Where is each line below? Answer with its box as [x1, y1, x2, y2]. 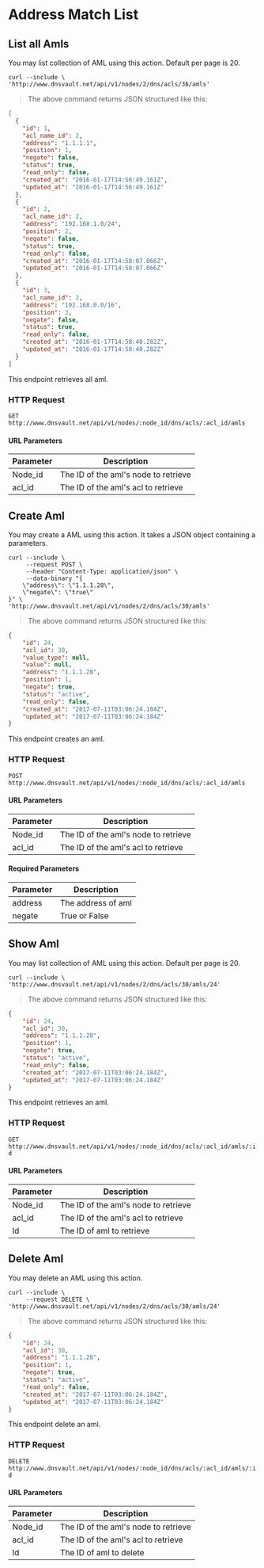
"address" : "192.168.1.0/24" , [22, 220, 123, 228]
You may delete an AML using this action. [8, 1273, 143, 1283]
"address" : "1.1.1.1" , [22, 139, 97, 147]
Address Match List [8, 6, 139, 24]
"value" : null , [22, 661, 73, 669]
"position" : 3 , [22, 308, 73, 316]
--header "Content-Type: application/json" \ [25, 567, 179, 575]
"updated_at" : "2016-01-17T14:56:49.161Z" [22, 183, 164, 191]
